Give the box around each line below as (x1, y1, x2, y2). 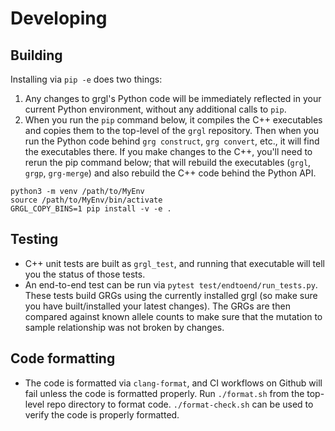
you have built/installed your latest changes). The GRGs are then (24, 300, 291, 312)
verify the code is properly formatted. (24, 408, 180, 421)
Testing (10, 231, 59, 248)
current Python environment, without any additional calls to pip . (24, 103, 287, 115)
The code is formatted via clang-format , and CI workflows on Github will (24, 377, 323, 389)
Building (10, 47, 63, 64)
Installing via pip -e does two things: (10, 73, 163, 85)
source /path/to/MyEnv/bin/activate (10, 195, 163, 205)
